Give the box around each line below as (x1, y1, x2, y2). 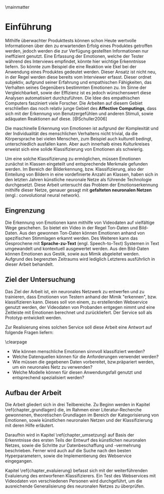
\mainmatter (5, 4, 30, 10)
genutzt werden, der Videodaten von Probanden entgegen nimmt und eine (5, 304, 155, 310)
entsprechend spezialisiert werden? (12, 374, 85, 380)
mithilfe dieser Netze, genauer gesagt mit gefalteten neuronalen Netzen (5, 187, 152, 193)
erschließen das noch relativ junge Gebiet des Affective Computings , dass (5, 105, 157, 111)
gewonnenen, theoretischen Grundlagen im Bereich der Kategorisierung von (5, 412, 159, 418)
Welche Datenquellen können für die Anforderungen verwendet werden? (12, 354, 159, 359)
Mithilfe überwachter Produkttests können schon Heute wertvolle (5, 37, 137, 43)
